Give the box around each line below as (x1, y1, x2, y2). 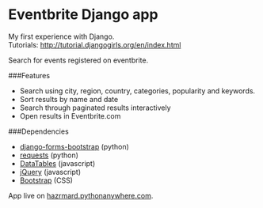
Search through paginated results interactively (19, 103, 172, 112)
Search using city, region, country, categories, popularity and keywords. (19, 85, 256, 96)
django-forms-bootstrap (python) (19, 142, 129, 151)
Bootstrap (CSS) (19, 176, 74, 185)
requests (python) (19, 150, 79, 160)
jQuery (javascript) (19, 167, 82, 176)
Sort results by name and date (19, 94, 119, 104)
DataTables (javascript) (19, 158, 96, 168)
